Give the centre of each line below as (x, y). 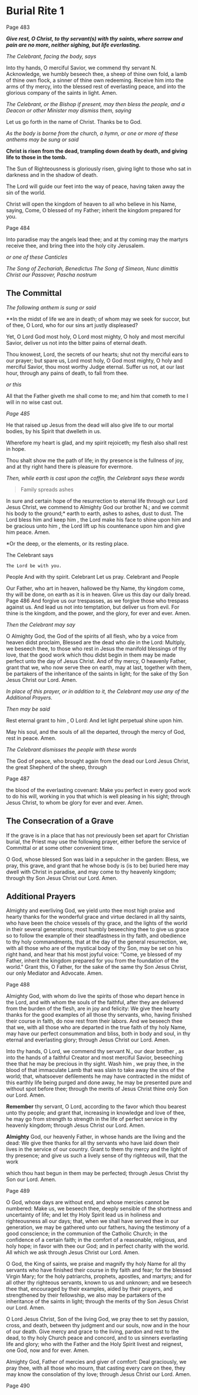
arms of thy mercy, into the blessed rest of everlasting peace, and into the (96, 86)
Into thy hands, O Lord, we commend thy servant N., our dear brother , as (95, 1051)
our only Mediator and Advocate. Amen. (55, 973)
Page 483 (18, 27)
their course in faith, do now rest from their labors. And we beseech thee (94, 1021)
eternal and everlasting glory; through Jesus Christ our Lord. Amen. (88, 1040)
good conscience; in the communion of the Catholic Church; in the (87, 1234)
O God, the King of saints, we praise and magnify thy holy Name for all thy (96, 1264)
